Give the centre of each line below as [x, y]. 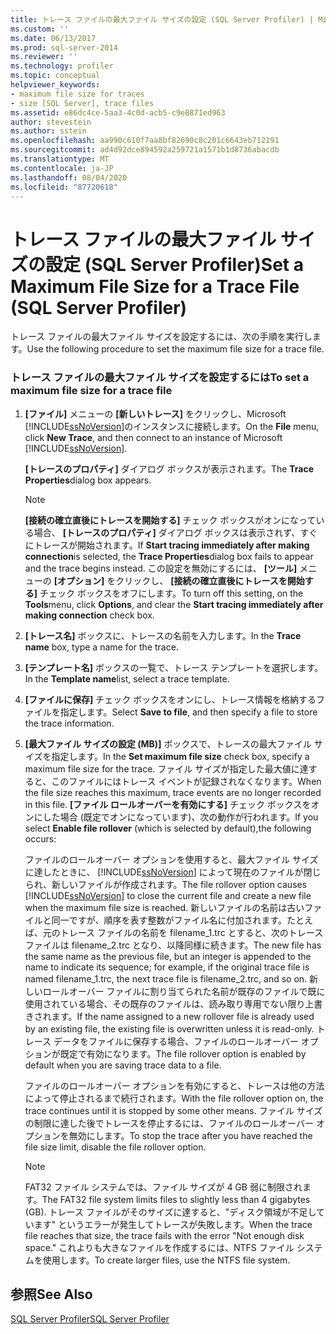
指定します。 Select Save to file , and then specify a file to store [188, 712]
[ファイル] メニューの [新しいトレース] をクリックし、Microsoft [155, 413]
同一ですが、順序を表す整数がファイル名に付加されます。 [169, 920]
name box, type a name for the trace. [101, 647]
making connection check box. [89, 615]
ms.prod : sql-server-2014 [64, 47]
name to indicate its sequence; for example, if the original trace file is [167, 967]
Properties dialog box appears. [88, 480]
